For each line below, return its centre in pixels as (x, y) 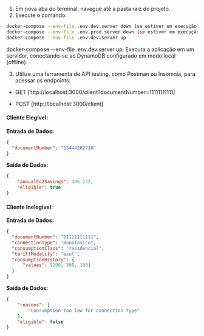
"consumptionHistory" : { (43, 260)
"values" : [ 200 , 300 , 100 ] (56, 265)
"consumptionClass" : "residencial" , (58, 248)
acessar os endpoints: (43, 80)
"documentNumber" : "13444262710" (54, 148)
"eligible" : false (40, 322)
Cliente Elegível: (27, 118)
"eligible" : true (39, 187)
